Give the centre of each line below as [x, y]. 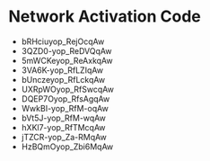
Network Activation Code [105, 17]
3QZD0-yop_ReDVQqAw [66, 50]
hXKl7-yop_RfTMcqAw [63, 127]
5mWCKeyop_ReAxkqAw [67, 60]
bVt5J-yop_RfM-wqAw [64, 118]
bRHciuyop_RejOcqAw [63, 41]
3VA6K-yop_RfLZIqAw [62, 70]
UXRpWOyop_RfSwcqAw [67, 89]
